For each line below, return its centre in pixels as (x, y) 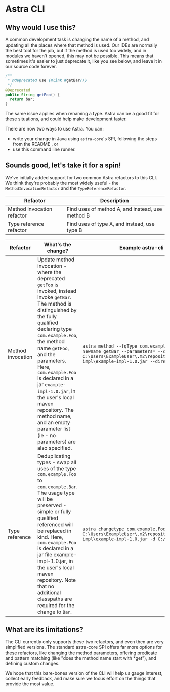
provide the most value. (30, 684)
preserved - (52, 505)
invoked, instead (57, 291)
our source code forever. (31, 67)
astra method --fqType (110, 346)
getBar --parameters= (130, 351)
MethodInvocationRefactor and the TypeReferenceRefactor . (66, 188)
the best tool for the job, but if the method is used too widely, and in (76, 50)
